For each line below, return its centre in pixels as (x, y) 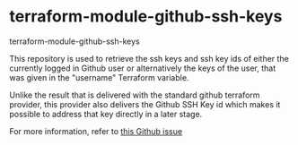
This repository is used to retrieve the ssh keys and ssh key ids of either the (149, 58)
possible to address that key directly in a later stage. (106, 114)
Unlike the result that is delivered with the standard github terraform (135, 95)
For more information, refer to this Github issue (96, 131)
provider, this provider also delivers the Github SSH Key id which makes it (145, 104)
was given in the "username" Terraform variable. (99, 77)
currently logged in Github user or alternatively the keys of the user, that (143, 68)
